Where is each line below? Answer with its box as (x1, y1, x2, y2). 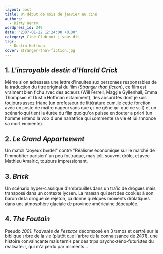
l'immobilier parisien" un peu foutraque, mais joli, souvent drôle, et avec (5, 153, 150, 159)
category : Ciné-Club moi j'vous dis (5, 35, 80, 40)
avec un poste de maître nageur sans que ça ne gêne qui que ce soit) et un (5, 105, 157, 111)
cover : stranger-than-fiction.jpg (5, 48, 76, 53)
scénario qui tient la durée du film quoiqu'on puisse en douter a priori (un (5, 110, 153, 116)
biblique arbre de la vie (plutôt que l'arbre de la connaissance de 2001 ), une (5, 233, 158, 239)
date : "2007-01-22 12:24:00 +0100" (5, 30, 78, 35)
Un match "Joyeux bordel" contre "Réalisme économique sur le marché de (5, 148, 155, 154)
